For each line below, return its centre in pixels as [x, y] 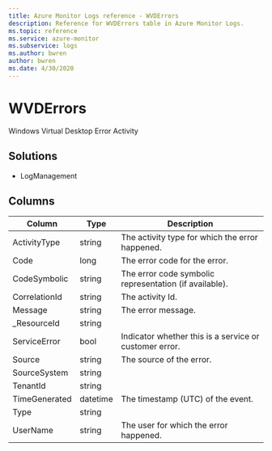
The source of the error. [166, 360]
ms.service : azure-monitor [54, 38]
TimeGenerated [42, 399]
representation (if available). [174, 284]
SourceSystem [40, 373]
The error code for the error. [175, 261]
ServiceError [36, 342]
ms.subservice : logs [43, 46]
